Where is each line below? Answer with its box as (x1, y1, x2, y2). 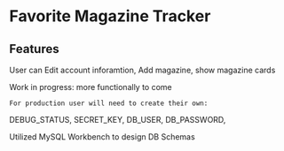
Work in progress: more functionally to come (9, 82, 173, 92)
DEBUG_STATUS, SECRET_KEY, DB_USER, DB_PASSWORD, (9, 115, 226, 125)
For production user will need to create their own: (9, 99, 209, 108)
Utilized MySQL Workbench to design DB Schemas (9, 132, 195, 142)
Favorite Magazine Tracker (9, 6, 211, 26)
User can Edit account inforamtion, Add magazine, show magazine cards (9, 64, 276, 75)
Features (9, 42, 59, 57)
